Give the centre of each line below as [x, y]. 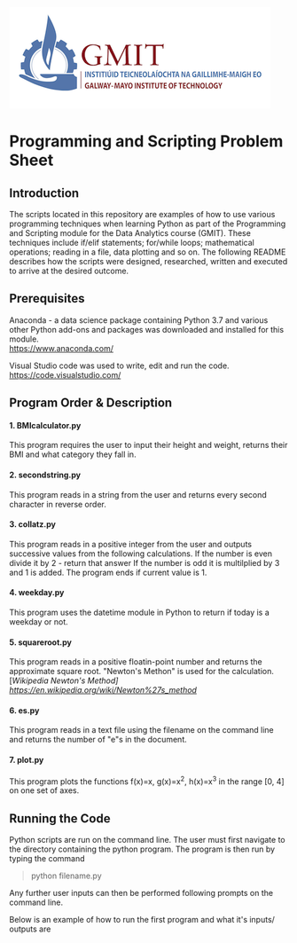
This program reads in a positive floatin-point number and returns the [136, 662]
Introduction [44, 193]
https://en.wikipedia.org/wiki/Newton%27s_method [103, 690]
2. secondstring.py [45, 475]
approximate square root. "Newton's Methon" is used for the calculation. [142, 672]
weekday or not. [39, 622]
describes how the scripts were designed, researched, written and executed [148, 261]
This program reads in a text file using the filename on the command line [142, 730]
